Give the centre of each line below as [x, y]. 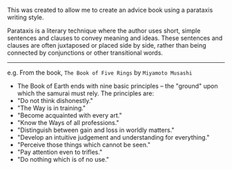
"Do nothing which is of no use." [63, 159]
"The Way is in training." [51, 108]
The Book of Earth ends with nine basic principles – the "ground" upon [117, 86]
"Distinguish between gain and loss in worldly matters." [96, 130]
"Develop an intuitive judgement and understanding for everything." [113, 137]
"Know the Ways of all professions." [68, 123]
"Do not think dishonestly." [55, 101]
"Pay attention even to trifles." [60, 152]
